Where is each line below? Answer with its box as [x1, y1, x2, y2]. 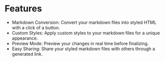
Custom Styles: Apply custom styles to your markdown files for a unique [11, 30, 160, 36]
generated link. [11, 51, 43, 57]
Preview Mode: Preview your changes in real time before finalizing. [11, 40, 149, 46]
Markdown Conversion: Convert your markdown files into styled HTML [11, 19, 157, 25]
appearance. [11, 35, 38, 41]
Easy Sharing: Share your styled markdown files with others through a [11, 46, 155, 52]
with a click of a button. [11, 24, 60, 30]
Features [4, 3, 42, 14]
